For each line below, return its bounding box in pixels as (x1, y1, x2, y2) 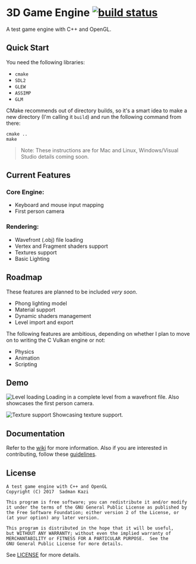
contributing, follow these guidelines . (6, 450, 97, 458)
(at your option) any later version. (6, 515, 100, 521)
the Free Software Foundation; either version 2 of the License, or (6, 509, 179, 515)
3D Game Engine (6, 6, 90, 20)
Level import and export (14, 319, 74, 326)
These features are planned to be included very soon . (6, 288, 138, 295)
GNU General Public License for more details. (6, 541, 124, 547)
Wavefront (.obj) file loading (14, 236, 83, 243)
